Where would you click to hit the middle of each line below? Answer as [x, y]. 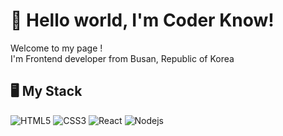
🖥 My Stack [46, 91]
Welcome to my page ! [56, 48]
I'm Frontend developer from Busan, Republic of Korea [122, 58]
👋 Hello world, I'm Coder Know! [142, 20]
